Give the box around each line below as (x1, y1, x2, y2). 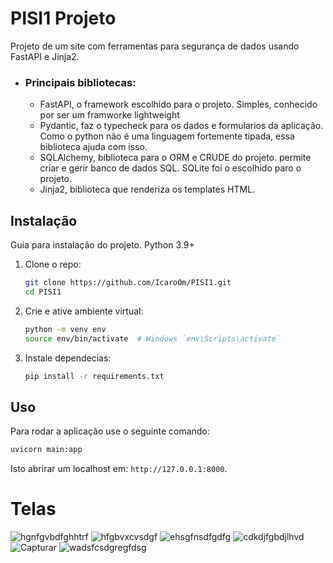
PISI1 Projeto (10, 7, 117, 30)
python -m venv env (24, 324, 107, 334)
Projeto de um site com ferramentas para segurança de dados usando (10, 40, 300, 52)
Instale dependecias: (24, 352, 112, 364)
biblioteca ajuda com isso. (39, 141, 148, 153)
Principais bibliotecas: (24, 75, 137, 89)
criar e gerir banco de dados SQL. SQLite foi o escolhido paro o (39, 162, 302, 174)
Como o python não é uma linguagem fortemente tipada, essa (39, 130, 295, 142)
